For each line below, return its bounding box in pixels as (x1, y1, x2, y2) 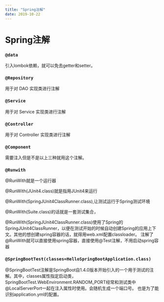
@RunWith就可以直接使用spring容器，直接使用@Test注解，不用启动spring (5, 238, 155, 244)
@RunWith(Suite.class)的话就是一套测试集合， (5, 209, 98, 215)
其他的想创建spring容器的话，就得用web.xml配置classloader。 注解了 (13, 232, 154, 237)
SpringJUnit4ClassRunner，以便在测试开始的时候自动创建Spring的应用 (5, 226, 148, 232)
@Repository (5, 75, 34, 81)
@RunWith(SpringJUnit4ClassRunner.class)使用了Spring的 (5, 219, 123, 225)
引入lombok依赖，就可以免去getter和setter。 (5, 62, 95, 69)
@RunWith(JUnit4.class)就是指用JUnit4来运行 (5, 188, 98, 194)
